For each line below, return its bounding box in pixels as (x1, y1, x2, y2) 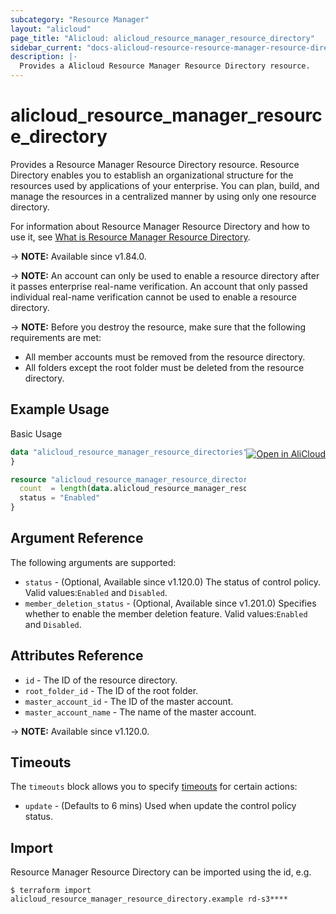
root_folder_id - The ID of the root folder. (24, 684, 199, 696)
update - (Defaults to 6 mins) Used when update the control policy (24, 800, 297, 812)
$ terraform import (10, 886, 92, 896)
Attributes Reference (10, 647, 144, 665)
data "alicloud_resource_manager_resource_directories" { (10, 447, 302, 457)
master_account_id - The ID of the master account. (24, 695, 234, 707)
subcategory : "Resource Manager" (10, 14, 150, 25)
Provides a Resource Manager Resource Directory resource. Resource (10, 158, 300, 170)
